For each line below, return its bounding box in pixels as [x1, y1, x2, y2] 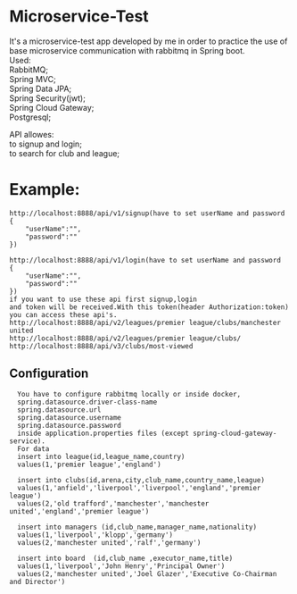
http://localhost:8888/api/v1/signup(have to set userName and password [9, 208, 285, 218]
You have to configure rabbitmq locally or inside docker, [17, 389, 242, 398]
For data [17, 444, 50, 453]
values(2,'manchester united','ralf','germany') [17, 538, 202, 547]
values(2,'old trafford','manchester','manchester [17, 498, 210, 508]
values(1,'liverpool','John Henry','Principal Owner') [17, 561, 226, 571]
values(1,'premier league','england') [17, 460, 162, 469]
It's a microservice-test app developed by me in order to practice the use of [9, 36, 288, 46]
